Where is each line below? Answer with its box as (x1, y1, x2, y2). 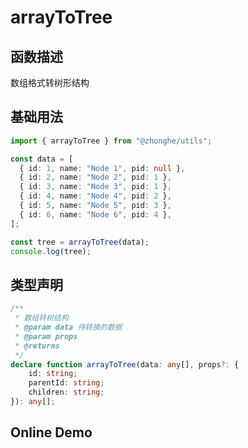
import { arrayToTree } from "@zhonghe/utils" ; (10, 136, 213, 146)
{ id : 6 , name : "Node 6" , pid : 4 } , (19, 209, 172, 220)
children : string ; (28, 387, 105, 398)
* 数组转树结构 (14, 313, 69, 323)
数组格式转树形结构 (10, 77, 90, 88)
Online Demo (10, 424, 93, 441)
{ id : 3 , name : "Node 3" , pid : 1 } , (19, 182, 172, 192)
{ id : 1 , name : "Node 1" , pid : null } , (19, 163, 186, 173)
